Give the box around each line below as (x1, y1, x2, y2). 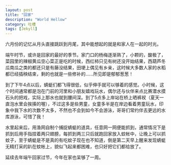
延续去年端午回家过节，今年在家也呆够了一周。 (5, 154, 103, 160)
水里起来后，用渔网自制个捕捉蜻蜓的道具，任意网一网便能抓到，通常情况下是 (5, 124, 166, 130)
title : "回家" (5, 12, 34, 17)
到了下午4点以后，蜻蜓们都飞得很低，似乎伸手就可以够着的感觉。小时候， (5, 82, 160, 88)
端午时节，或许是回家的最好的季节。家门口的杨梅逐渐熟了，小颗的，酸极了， (5, 52, 166, 58)
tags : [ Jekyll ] (5, 26, 38, 32)
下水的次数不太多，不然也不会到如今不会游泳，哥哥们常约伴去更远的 (18, 107, 161, 114)
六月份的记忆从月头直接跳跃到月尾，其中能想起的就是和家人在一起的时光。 (5, 41, 161, 47)
